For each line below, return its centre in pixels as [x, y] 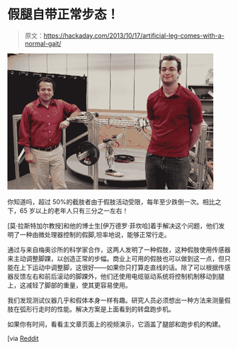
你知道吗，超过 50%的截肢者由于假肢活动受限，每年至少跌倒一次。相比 [111, 201]
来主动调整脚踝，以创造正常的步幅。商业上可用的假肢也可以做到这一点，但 [116, 258]
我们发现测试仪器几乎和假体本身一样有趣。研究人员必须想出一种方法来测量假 [119, 300]
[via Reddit [23, 338]
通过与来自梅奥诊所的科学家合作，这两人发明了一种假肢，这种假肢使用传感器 [119, 250]
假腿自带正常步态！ [63, 15]
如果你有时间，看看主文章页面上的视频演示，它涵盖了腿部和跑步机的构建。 [116, 324]
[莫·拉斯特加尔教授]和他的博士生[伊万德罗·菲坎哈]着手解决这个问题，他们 [113, 226]
